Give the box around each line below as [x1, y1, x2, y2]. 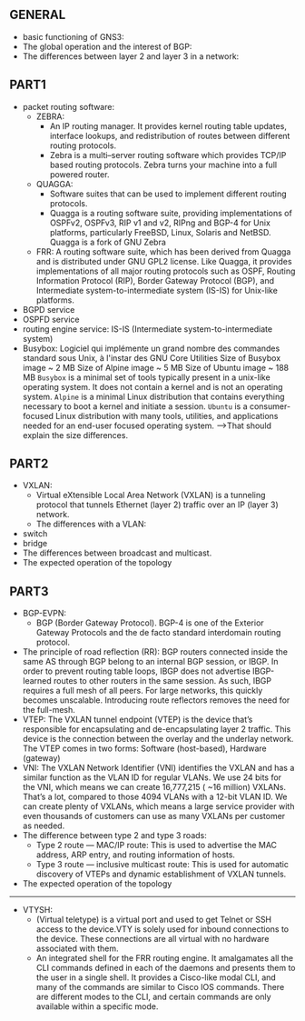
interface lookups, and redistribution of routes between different [49, 130, 290, 141]
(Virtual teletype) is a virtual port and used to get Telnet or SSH [35, 914, 272, 926]
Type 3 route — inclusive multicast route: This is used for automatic [35, 859, 289, 870]
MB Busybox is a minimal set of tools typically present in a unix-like [22, 372, 271, 383]
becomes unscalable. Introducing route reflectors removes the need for [22, 695, 290, 706]
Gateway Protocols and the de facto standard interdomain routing [35, 627, 281, 638]
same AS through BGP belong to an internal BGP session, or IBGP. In [22, 656, 279, 667]
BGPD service [22, 304, 75, 315]
